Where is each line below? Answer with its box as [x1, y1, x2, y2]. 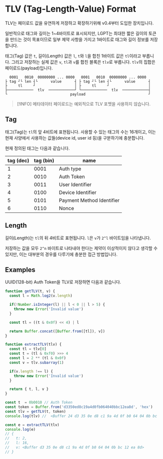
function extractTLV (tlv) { [5, 342, 62, 347]
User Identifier [59, 181, 92, 188]
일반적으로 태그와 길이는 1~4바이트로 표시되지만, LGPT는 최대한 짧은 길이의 [5, 30, 147, 36]
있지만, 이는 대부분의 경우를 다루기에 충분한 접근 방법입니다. [5, 251, 118, 257]
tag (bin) [33, 157, 54, 164]
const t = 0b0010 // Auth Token [5, 400, 73, 405]
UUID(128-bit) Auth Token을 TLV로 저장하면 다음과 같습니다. [5, 279, 121, 285]
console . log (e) [5, 427, 36, 432]
